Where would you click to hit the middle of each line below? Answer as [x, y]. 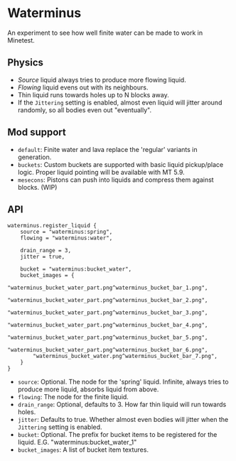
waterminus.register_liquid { [52, 226]
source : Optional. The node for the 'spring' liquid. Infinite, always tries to [123, 382]
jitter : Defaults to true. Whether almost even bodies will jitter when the [123, 420]
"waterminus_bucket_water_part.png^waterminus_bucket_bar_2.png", [108, 300]
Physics [26, 63]
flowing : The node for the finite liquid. [73, 397]
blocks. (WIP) [37, 187]
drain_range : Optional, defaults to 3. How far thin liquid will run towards [122, 405]
